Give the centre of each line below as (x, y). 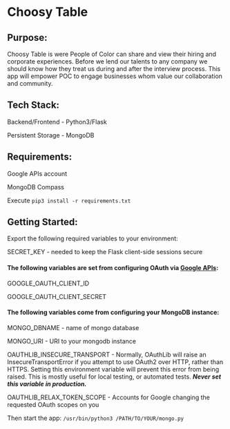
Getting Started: (42, 222)
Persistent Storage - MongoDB (51, 135)
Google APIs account (37, 173)
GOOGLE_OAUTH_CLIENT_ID (48, 283)
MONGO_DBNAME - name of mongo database (73, 327)
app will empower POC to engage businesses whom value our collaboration (115, 76)
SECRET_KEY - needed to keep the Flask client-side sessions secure (105, 252)
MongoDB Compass (36, 187)
